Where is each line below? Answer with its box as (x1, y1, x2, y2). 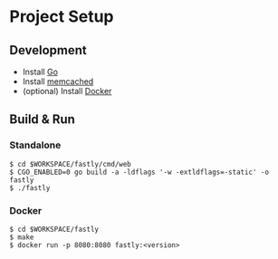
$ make (9, 233, 34, 242)
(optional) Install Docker (22, 86, 112, 96)
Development (9, 43, 88, 58)
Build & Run (9, 111, 75, 128)
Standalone (9, 139, 62, 151)
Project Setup (9, 6, 115, 27)
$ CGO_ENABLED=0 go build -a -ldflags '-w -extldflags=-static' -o (9, 168, 270, 177)
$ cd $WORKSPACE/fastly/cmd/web (9, 159, 131, 168)
